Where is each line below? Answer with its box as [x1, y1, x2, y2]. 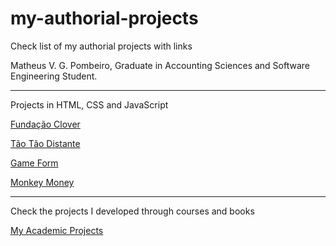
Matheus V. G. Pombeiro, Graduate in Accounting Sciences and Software [10, 59, 311, 71]
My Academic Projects [10, 224, 104, 236]
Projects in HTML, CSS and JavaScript [10, 98, 169, 111]
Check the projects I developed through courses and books [10, 205, 255, 217]
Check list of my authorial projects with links [10, 40, 193, 52]
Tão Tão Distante [10, 137, 81, 149]
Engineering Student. [10, 70, 98, 82]
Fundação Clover [10, 118, 81, 130]
